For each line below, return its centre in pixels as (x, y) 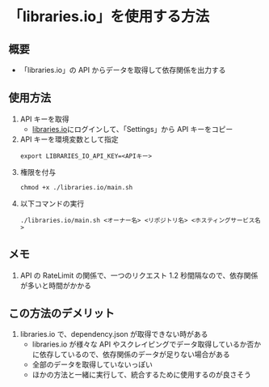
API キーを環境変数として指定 (69, 139)
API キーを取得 (45, 119)
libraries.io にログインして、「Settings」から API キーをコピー (132, 129)
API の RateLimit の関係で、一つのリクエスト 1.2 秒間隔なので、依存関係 (139, 275)
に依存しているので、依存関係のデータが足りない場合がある (131, 355)
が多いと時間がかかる (55, 285)
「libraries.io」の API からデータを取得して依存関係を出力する (123, 70)
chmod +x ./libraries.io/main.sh (76, 187)
